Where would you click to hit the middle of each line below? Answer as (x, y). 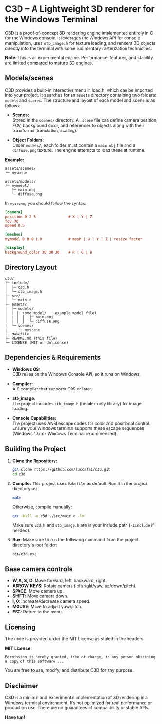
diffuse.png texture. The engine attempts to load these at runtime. (79, 150)
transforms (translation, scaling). (45, 130)
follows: (13, 105)
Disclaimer (22, 686)
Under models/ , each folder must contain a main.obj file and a (74, 145)
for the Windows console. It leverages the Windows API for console (72, 38)
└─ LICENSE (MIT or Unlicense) (37, 343)
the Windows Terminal (52, 19)
